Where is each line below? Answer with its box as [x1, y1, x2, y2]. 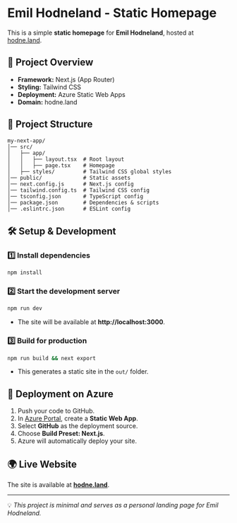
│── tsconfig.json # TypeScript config [7, 192, 143, 200]
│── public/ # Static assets [7, 174, 131, 181]
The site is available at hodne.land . [7, 481, 110, 489]
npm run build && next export [7, 355, 97, 362]
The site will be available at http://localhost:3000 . [17, 318, 166, 326]
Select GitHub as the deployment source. [17, 422, 138, 430]
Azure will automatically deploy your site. [17, 437, 138, 445]
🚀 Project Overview [7, 57, 94, 69]
